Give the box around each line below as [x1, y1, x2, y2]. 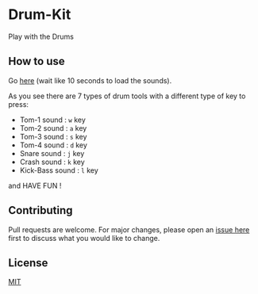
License [8, 256, 48, 269]
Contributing [8, 204, 73, 217]
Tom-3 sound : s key [19, 132, 87, 141]
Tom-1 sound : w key [19, 115, 86, 124]
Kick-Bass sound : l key [19, 165, 99, 175]
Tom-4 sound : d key [19, 140, 87, 150]
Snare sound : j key [19, 148, 85, 158]
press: [8, 99, 29, 109]
